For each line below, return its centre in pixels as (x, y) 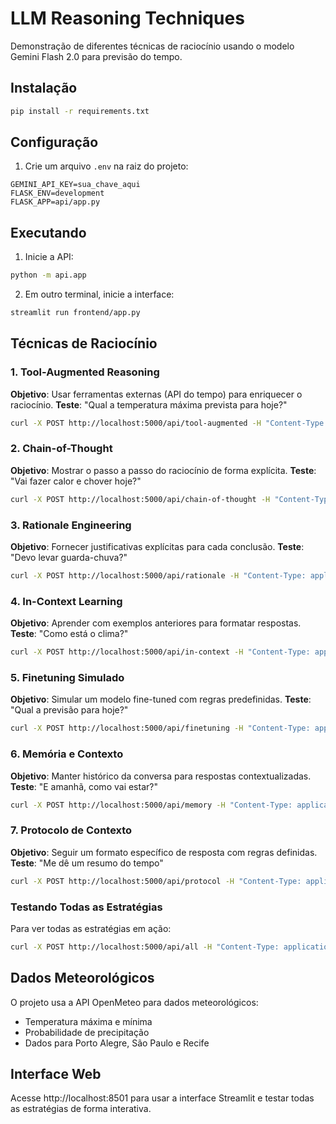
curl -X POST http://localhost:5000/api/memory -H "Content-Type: (151, 805)
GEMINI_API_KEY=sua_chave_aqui (75, 185)
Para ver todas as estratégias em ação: (91, 928)
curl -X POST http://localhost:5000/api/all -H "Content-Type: (145, 947)
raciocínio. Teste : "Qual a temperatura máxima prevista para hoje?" (149, 404)
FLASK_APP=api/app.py (55, 202)
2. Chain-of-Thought (61, 449)
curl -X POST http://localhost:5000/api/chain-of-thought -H (140, 499)
